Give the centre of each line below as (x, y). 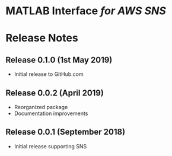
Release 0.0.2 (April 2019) (55, 93)
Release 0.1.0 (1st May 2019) (59, 60)
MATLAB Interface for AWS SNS (86, 11)
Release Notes (42, 38)
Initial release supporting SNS (50, 146)
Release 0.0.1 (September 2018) (66, 132)
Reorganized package (41, 107)
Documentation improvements (51, 113)
